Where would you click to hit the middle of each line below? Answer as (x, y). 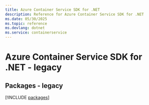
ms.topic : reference (26, 23)
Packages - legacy (34, 86)
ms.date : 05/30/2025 (26, 19)
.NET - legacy (33, 68)
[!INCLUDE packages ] (27, 97)
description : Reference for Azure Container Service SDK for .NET (74, 14)
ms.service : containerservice (36, 33)
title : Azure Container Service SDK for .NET (52, 10)
